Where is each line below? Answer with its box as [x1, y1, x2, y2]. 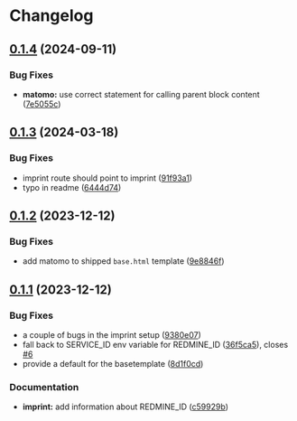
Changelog [9, 5, 94, 26]
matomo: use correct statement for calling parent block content [22, 89, 260, 99]
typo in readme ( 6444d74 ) [22, 182, 122, 192]
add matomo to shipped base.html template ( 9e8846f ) [22, 256, 225, 267]
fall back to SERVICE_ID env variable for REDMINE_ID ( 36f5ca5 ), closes [22, 339, 289, 350]
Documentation [9, 380, 79, 393]
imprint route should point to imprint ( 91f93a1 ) [22, 173, 192, 183]
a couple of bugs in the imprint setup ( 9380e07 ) [22, 329, 201, 340]
